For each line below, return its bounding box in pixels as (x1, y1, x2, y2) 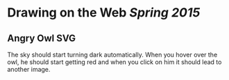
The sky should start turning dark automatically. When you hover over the (7, 50, 218, 59)
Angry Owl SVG (7, 32, 76, 44)
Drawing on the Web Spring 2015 (7, 5, 201, 21)
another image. (7, 66, 51, 73)
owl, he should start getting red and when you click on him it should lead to (7, 58, 222, 66)
